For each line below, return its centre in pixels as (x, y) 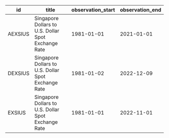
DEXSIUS (19, 73)
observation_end (141, 10)
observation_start (93, 10)
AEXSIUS (19, 34)
